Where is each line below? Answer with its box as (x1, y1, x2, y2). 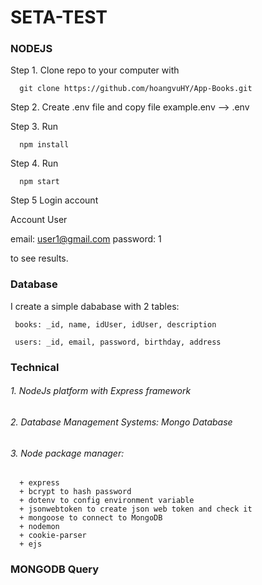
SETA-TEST (10, 6, 108, 29)
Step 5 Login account (10, 194, 99, 206)
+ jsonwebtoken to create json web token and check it (19, 504, 253, 515)
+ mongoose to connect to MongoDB (19, 513, 163, 523)
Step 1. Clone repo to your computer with (10, 64, 180, 76)
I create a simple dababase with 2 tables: (10, 300, 180, 312)
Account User (10, 214, 68, 226)
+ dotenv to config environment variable (19, 496, 195, 506)
